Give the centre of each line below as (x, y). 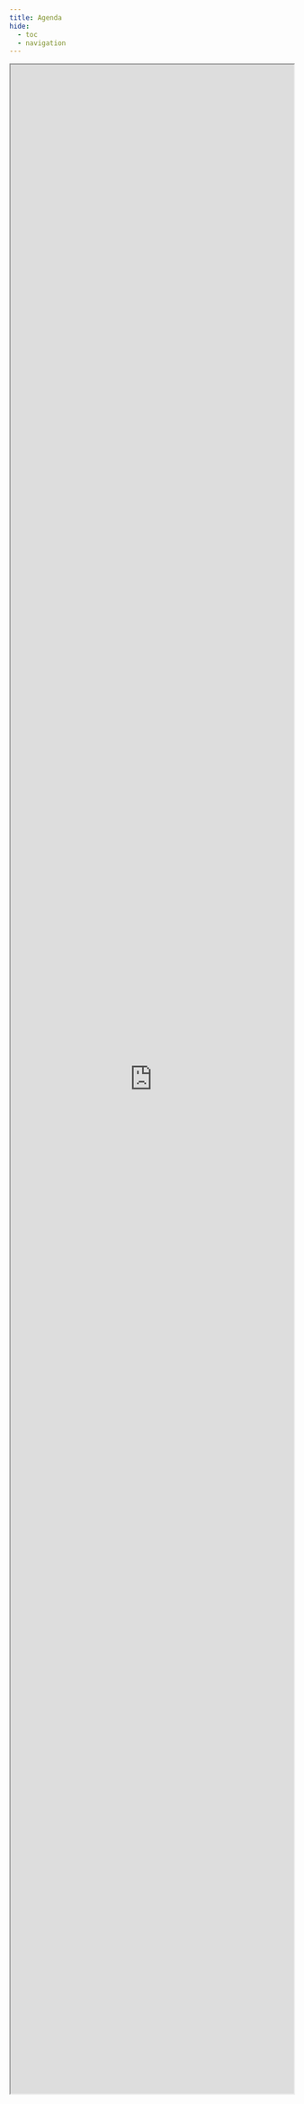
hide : (19, 26)
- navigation (42, 43)
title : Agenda (36, 18)
